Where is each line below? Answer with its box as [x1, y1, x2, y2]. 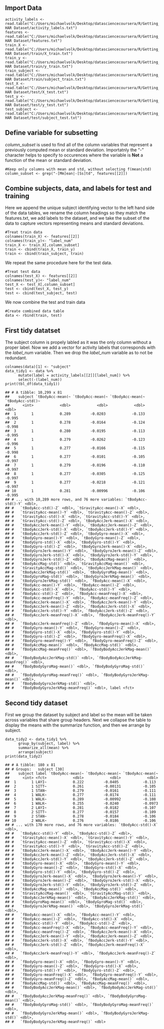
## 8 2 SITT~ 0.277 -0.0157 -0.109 [5, 810, 156, 815]
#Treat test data [5, 269, 41, 274]
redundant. [5, 355, 27, 361]
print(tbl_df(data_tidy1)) [5, 382, 60, 387]
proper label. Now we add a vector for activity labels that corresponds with [5, 344, 156, 350]
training [5, 192, 29, 200]
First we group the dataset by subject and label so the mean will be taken [5, 712, 152, 718]
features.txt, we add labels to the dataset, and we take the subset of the [5, 215, 150, 221]
